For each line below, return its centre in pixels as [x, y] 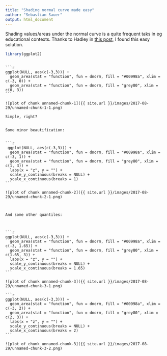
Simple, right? [21, 117]
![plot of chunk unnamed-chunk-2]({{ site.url [55, 193]
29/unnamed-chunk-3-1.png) [34, 286]
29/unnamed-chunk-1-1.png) [34, 108]
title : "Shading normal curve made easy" [50, 10]
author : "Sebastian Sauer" [34, 15]
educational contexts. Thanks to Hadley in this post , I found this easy [78, 39]
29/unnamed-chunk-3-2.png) [34, 349]
